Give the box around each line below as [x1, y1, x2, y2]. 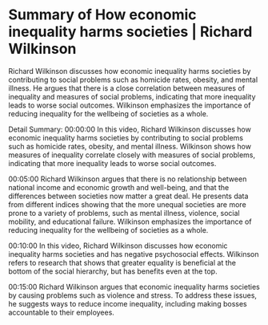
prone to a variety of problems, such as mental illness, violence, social [8, 208, 240, 217]
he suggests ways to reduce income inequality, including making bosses [8, 299, 247, 308]
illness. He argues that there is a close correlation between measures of [8, 83, 246, 93]
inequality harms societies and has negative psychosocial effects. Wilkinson [8, 249, 259, 258]
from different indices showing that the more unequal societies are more [8, 199, 246, 209]
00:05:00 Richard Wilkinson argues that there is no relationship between [8, 174, 247, 184]
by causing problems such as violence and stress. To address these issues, [8, 290, 258, 300]
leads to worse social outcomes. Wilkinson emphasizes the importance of [8, 100, 251, 110]
